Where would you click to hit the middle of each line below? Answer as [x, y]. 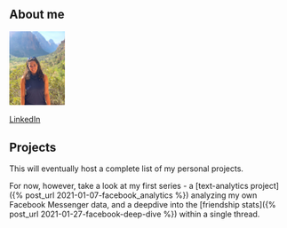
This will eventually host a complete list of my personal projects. [127, 169]
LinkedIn [25, 120]
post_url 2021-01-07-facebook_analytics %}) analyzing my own [141, 195]
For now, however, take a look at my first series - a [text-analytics [129, 185]
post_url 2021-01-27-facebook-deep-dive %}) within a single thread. [135, 214]
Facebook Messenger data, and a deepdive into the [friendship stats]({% [143, 204]
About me [37, 15]
